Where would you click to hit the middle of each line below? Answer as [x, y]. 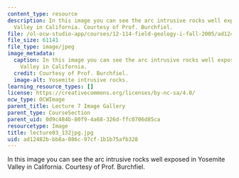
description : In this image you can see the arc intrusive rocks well [114, 21]
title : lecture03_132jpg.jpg [51, 133]
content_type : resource [43, 14]
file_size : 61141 [33, 40]
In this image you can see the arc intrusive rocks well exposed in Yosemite [116, 160]
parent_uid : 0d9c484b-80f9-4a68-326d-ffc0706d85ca [84, 119]
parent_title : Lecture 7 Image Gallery [67, 106]
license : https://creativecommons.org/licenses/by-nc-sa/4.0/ [101, 93]
